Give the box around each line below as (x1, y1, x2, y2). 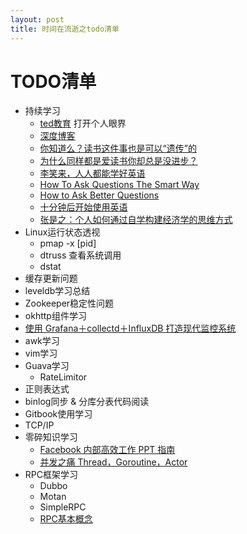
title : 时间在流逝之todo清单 (10, 24, 120, 34)
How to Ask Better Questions (39, 189, 160, 201)
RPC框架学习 (24, 469, 78, 481)
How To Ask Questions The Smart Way (39, 179, 200, 191)
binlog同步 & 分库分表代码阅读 (24, 396, 150, 408)
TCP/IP (24, 419, 55, 431)
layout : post (10, 14, 65, 25)
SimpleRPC (39, 501, 87, 513)
